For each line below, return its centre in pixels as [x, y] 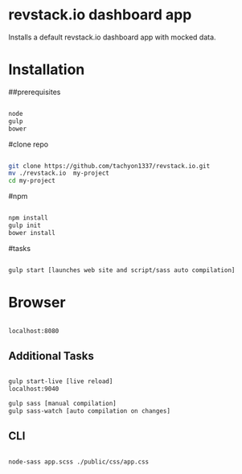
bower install [32, 233]
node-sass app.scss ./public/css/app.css [79, 462]
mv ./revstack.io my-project [59, 173]
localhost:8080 [34, 331]
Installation [47, 70]
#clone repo [29, 144]
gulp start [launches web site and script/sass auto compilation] [122, 270]
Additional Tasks [51, 356]
